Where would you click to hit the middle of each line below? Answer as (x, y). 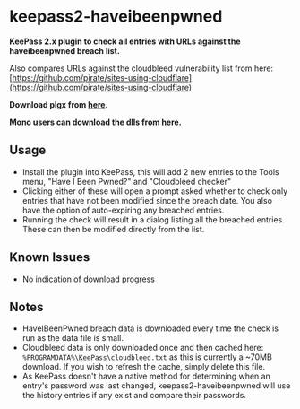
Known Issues (50, 257)
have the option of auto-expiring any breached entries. (123, 210)
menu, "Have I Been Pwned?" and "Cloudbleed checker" (127, 181)
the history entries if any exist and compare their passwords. (134, 396)
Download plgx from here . (59, 104)
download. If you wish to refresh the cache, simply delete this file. (144, 367)
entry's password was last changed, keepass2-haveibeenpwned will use (156, 386)
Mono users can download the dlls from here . (95, 122)
